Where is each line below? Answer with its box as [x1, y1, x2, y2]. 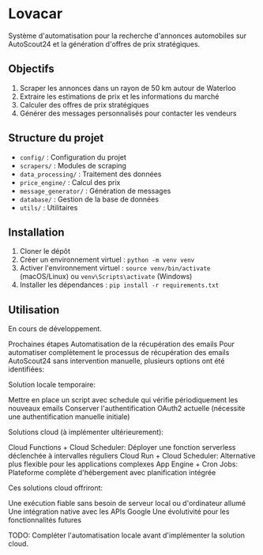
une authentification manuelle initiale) [8, 412, 130, 421]
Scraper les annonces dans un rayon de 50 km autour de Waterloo [19, 83, 236, 92]
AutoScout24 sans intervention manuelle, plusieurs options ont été [8, 357, 225, 366]
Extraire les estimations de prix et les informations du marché [19, 92, 220, 101]
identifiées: [8, 364, 45, 374]
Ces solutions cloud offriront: [8, 483, 103, 493]
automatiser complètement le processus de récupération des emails [8, 348, 230, 357]
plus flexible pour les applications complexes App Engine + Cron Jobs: [8, 459, 239, 469]
